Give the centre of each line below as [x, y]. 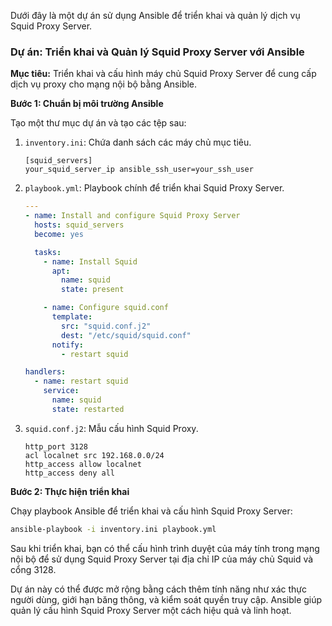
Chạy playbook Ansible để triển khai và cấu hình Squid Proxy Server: [151, 511]
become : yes [59, 234]
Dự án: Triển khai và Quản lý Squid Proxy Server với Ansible [157, 52]
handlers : [45, 372]
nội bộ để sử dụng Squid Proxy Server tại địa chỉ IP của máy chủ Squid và [162, 559]
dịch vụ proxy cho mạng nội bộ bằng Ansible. [104, 84]
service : [61, 391]
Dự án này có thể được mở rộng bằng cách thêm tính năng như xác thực [158, 589]
